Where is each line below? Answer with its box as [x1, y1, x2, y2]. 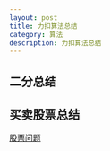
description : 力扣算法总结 [9, 38, 102, 48]
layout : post [9, 13, 58, 22]
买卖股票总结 [9, 107, 80, 122]
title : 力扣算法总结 [9, 22, 78, 31]
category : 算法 [9, 30, 63, 39]
